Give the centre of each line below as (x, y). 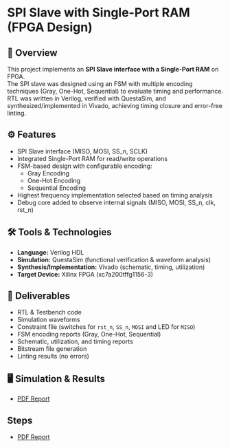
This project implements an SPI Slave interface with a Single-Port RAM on (113, 69)
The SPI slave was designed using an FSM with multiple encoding (100, 84)
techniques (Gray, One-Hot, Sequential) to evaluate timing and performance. (115, 91)
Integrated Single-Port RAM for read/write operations (92, 158)
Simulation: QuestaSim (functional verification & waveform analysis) (114, 259)
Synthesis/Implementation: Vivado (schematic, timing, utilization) (111, 267)
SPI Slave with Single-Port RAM (99, 13)
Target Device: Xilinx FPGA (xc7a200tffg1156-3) (85, 274)
